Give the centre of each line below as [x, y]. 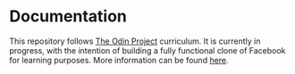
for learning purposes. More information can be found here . [119, 60]
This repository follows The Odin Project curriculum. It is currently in [135, 41]
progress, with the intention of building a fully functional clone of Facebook [147, 50]
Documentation [68, 16]
